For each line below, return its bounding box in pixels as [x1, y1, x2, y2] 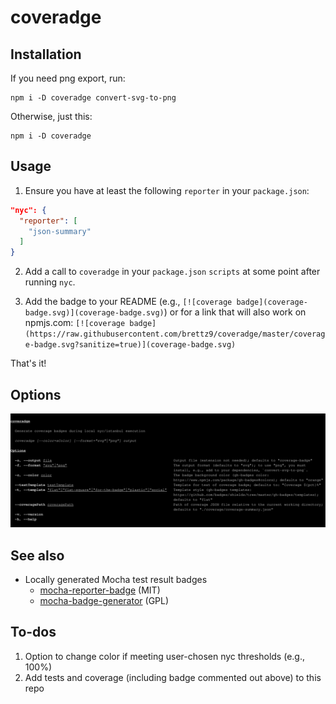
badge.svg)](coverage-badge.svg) [24, 308, 165, 318]
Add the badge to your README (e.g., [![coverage [24, 296, 233, 308]
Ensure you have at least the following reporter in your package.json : [24, 184, 310, 196]
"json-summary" [28, 226, 92, 236]
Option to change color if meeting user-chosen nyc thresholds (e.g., [24, 650, 305, 662]
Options [10, 386, 62, 403]
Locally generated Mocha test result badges [24, 573, 208, 585]
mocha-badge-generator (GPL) [39, 594, 170, 606]
